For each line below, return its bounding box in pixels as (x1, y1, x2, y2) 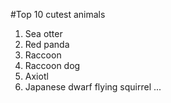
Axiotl (24, 70, 49, 82)
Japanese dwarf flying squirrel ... (24, 81, 162, 93)
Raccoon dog (24, 60, 81, 71)
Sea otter (24, 28, 63, 39)
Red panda (24, 39, 70, 50)
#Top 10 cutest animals (10, 9, 106, 20)
